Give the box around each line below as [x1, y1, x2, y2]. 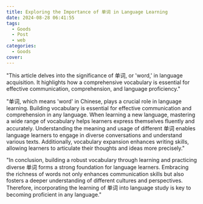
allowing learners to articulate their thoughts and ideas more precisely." [6, 144, 185, 152]
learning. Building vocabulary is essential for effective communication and [6, 104, 192, 111]
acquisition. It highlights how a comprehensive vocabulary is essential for [6, 79, 190, 86]
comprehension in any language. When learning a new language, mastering [6, 111, 196, 118]
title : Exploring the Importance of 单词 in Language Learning [6, 9, 168, 15]
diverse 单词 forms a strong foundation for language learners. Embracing [6, 163, 189, 171]
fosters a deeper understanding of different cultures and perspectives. [6, 177, 184, 184]
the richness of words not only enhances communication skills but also [6, 170, 184, 177]
